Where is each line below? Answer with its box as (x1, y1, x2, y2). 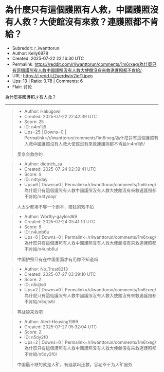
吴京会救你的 (17, 151, 43, 157)
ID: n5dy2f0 (24, 334, 49, 340)
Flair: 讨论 (12, 84, 32, 89)
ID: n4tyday (24, 176, 48, 182)
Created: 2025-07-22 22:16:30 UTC (12, 55, 84, 61)
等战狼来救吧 (17, 309, 43, 315)
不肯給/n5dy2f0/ (24, 351, 57, 357)
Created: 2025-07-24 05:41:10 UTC (24, 218, 95, 224)
